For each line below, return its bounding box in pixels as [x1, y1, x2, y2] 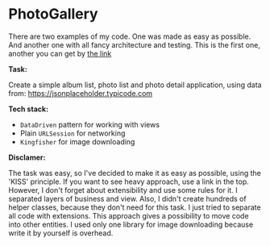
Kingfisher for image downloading [19, 136, 135, 146]
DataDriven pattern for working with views [19, 119, 160, 129]
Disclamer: [8, 152, 46, 162]
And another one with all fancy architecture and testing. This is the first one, [8, 40, 260, 49]
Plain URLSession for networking [19, 128, 126, 138]
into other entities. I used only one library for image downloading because [8, 219, 254, 229]
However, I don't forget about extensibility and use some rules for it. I [8, 185, 238, 194]
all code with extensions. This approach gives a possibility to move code [8, 211, 249, 220]
